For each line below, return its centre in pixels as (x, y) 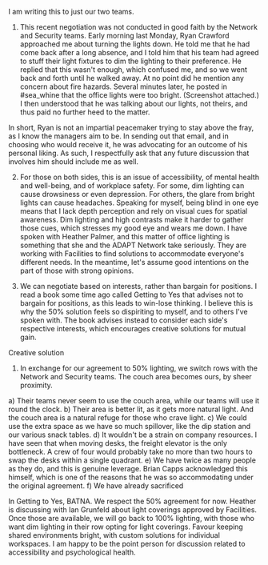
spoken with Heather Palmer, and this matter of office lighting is (125, 236)
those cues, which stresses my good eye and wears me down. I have (134, 228)
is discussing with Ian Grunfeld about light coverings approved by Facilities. (133, 510)
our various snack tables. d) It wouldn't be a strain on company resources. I (133, 435)
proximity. (36, 385)
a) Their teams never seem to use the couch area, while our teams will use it (134, 401)
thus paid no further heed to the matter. (85, 112)
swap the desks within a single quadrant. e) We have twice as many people (132, 460)
